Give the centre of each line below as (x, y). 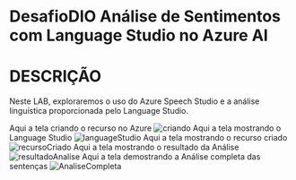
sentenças (29, 167)
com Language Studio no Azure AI (139, 35)
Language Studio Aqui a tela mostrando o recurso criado (148, 138)
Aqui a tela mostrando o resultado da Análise (156, 147)
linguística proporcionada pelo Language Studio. (99, 111)
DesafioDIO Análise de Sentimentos (145, 17)
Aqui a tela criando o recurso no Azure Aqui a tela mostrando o (145, 128)
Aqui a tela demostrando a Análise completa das (171, 157)
